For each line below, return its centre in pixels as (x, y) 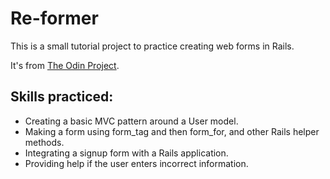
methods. (44, 142)
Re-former (54, 18)
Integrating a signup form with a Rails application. (126, 153)
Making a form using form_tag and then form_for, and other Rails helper (172, 131)
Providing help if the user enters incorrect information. (136, 163)
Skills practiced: (62, 97)
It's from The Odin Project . (65, 65)
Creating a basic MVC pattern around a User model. (131, 121)
